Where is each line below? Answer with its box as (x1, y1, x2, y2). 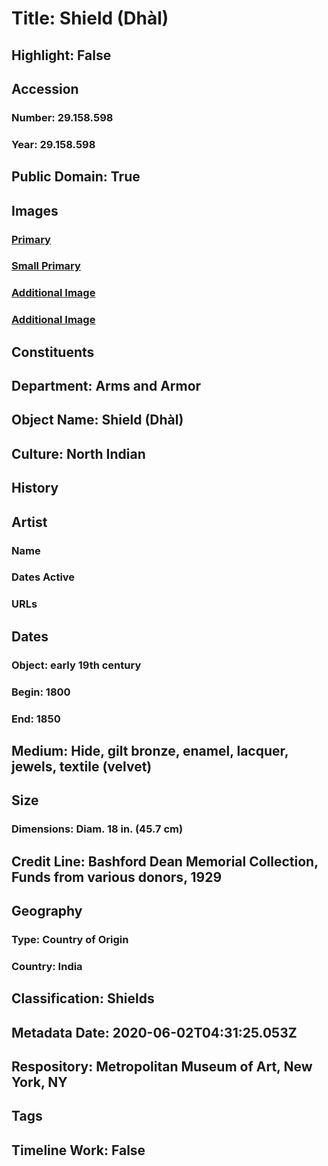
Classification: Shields (11, 990, 155, 1007)
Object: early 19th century (11, 658, 142, 672)
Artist (11, 513, 48, 531)
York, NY (11, 1074, 68, 1091)
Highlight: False (11, 47, 112, 64)
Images (11, 202, 59, 219)
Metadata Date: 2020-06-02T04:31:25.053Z (11, 1024, 298, 1041)
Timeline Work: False (11, 1142, 146, 1159)
